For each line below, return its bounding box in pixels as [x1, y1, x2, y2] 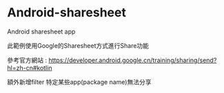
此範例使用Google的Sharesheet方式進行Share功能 [7, 41, 150, 49]
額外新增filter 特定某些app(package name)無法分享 [7, 77, 152, 86]
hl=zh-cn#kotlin [7, 64, 52, 72]
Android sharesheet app [7, 27, 76, 36]
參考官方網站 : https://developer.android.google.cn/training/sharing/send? [7, 56, 217, 64]
